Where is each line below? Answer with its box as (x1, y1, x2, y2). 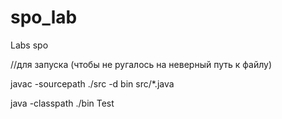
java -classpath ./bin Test (10, 97, 115, 109)
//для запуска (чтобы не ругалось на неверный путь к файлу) (10, 58, 272, 70)
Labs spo (10, 39, 49, 51)
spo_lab (10, 6, 78, 29)
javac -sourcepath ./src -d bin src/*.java (10, 77, 175, 90)
